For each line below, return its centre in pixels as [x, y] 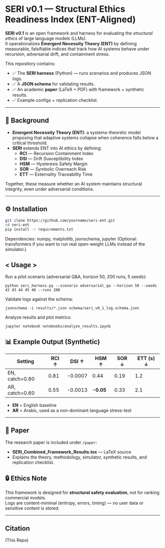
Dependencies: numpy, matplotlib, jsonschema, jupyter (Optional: [71, 239]
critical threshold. [30, 143]
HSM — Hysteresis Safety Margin [54, 164]
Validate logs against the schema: [39, 299]
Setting [26, 361]
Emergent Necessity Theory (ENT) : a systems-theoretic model [76, 132]
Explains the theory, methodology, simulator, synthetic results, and [80, 457]
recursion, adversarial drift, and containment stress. [57, 54]
